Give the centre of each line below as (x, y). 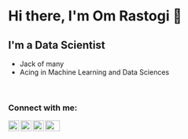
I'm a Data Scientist (57, 45)
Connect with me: (43, 108)
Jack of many (42, 64)
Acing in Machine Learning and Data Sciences (94, 72)
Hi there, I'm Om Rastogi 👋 (95, 16)
